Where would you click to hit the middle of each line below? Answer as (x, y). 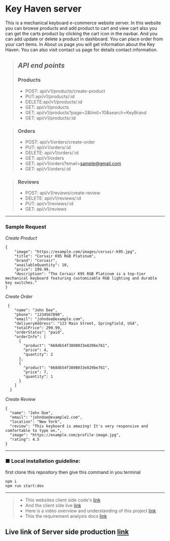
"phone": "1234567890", (39, 314)
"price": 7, (36, 372)
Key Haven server (44, 9)
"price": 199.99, (33, 269)
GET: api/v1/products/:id (50, 118)
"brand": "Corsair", (36, 260)
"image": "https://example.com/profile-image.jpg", (66, 435)
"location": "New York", (36, 422)
